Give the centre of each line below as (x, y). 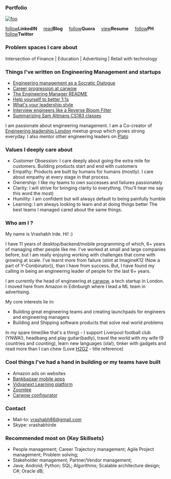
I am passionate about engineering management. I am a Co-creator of (79, 125)
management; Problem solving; (45, 455)
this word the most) (33, 193)
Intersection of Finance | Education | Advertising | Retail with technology (81, 58)
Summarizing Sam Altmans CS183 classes (57, 115)
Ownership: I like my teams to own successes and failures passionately (88, 183)
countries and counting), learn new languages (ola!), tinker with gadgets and (86, 343)
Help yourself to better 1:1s (41, 99)
